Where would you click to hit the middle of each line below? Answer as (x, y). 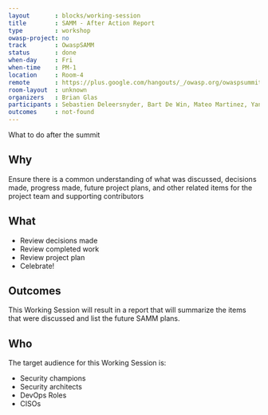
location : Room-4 (46, 75)
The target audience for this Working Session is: (87, 363)
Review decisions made (59, 240)
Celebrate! (37, 266)
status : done (43, 53)
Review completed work (59, 249)
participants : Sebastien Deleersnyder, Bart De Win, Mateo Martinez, (128, 105)
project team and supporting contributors (76, 196)
